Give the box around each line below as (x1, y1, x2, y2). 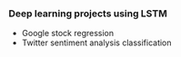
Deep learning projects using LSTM (8, 7, 167, 20)
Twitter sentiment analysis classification (21, 37, 172, 48)
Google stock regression (21, 28, 115, 39)
